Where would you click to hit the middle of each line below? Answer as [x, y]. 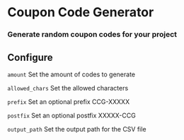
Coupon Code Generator [81, 12]
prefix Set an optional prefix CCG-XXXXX [68, 101]
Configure [30, 57]
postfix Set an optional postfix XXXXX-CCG [71, 115]
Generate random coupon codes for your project [92, 35]
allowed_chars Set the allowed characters [68, 88]
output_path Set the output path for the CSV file [77, 129]
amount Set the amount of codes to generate [71, 74]
